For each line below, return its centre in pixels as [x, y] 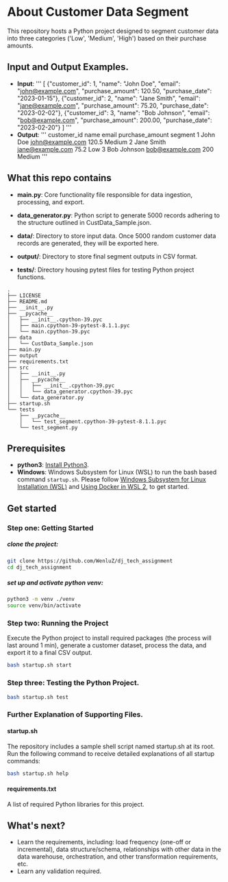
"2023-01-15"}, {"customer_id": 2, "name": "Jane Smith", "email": [109, 98]
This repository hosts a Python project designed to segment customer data [113, 31]
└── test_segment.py [49, 427]
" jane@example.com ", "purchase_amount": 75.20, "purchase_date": [113, 105]
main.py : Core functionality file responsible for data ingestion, [105, 194]
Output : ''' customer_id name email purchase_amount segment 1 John [116, 134]
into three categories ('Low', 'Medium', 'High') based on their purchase [107, 38]
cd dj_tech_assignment [39, 567]
